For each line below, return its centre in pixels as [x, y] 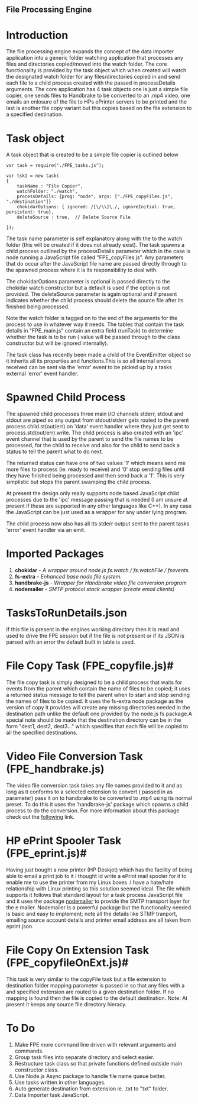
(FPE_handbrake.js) [55, 769]
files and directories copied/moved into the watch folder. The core [87, 64]
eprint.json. [20, 926]
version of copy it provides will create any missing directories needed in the [98, 708]
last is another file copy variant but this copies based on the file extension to [99, 108]
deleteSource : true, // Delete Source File [74, 217]
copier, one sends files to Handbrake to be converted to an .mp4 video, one [98, 96]
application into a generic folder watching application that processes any [95, 58]
